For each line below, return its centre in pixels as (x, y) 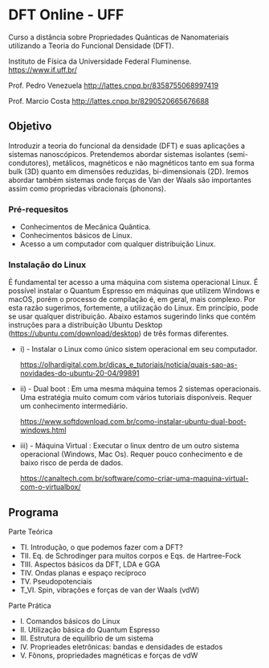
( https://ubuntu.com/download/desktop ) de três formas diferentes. (118, 334)
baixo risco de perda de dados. (71, 463)
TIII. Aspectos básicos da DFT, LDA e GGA (90, 564)
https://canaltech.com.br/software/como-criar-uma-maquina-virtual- (134, 478)
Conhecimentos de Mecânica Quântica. (85, 227)
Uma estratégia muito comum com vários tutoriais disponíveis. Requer (136, 398)
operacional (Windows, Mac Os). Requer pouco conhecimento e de (131, 454)
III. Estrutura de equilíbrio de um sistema (87, 638)
